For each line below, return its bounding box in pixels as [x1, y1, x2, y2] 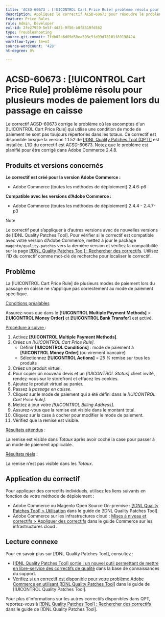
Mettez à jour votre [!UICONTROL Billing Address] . [12, 402, 115, 408]
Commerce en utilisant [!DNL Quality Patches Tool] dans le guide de [12, 581, 150, 587]
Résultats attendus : [5, 427, 46, 433]
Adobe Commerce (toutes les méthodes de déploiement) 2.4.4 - [12, 203, 142, 209]
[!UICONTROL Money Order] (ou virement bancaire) [20, 350, 126, 356]
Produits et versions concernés [5, 161, 103, 170]
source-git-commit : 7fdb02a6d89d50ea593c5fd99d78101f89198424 [5, 35, 135, 40]
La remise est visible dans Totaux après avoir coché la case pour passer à [5, 437, 155, 442]
